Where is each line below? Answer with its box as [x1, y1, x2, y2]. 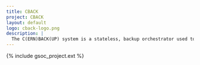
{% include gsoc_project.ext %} [6, 53, 85, 59]
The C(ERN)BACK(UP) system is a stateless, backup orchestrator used [11, 36, 187, 42]
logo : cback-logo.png [6, 25, 60, 31]
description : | [6, 31, 44, 37]
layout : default [6, 19, 46, 25]
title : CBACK [6, 8, 39, 15]
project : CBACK [6, 14, 44, 20]
